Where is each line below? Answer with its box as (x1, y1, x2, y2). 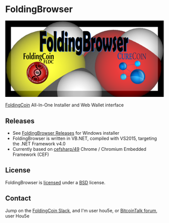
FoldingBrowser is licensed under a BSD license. (5, 179, 106, 185)
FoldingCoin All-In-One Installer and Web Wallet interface (5, 102, 124, 108)
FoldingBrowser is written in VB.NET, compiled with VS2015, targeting (12, 135, 157, 142)
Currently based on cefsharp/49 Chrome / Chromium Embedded (12, 146, 147, 152)
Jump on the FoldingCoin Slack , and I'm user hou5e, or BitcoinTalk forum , (5, 207, 157, 213)
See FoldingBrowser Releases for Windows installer (12, 130, 120, 136)
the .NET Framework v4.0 (12, 141, 66, 147)
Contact (5, 194, 31, 203)
